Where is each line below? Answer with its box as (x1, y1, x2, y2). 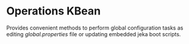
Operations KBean (6, 4, 101, 18)
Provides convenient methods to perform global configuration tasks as (6, 24, 184, 31)
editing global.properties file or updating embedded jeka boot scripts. (6, 30, 181, 37)
